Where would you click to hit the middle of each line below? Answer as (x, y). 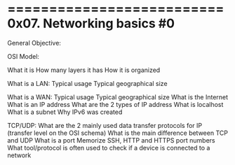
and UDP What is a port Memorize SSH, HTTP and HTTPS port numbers (111, 140)
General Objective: (34, 43)
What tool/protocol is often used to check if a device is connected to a (109, 148)
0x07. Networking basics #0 (91, 23)
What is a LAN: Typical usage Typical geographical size (87, 83)
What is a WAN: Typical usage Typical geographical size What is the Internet (118, 97)
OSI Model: (23, 56)
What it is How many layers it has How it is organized (84, 70)
